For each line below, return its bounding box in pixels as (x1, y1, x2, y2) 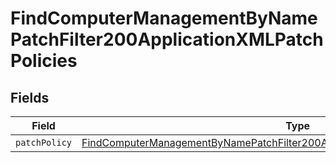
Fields (10, 89, 50, 106)
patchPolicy (15, 137, 73, 148)
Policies (10, 50, 78, 72)
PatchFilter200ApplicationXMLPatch (10, 28, 324, 51)
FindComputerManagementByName (10, 7, 318, 30)
